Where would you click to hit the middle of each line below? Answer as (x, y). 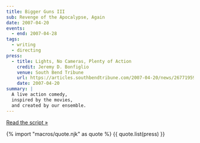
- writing (24, 45)
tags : (13, 39)
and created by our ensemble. (49, 105)
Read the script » (27, 122)
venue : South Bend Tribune (50, 72)
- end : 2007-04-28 (35, 34)
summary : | (20, 89)
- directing (26, 50)
